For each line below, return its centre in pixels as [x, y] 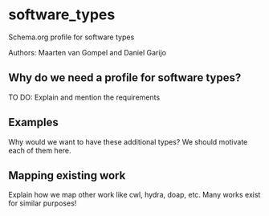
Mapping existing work [67, 175]
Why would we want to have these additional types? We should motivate [128, 141]
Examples [33, 122]
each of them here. [40, 150]
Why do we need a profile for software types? [125, 78]
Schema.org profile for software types [71, 37]
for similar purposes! [43, 203]
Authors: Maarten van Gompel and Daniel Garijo [88, 52]
